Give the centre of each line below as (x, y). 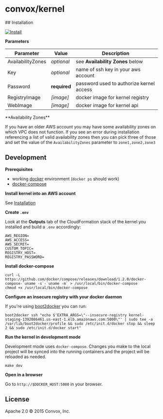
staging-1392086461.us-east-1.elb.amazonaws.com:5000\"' (64, 319)
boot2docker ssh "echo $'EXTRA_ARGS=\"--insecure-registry (66, 315)
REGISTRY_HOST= (20, 253)
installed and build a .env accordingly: (43, 227)
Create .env (17, 212)
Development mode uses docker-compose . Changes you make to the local (78, 346)
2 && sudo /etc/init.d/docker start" (43, 328)
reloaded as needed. (26, 357)
